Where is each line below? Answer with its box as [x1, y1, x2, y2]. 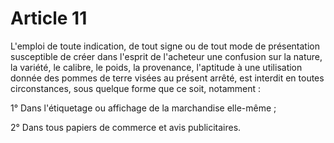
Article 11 [10, 7, 88, 30]
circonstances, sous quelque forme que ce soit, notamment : [10, 82, 262, 94]
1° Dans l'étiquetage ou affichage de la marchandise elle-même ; [10, 102, 277, 114]
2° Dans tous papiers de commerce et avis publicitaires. [10, 121, 242, 133]
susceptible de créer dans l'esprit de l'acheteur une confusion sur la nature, [10, 50, 323, 62]
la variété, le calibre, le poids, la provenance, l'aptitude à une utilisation [10, 61, 303, 73]
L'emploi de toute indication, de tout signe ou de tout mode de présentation [10, 40, 321, 52]
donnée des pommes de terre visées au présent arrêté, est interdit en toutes [10, 72, 325, 84]
